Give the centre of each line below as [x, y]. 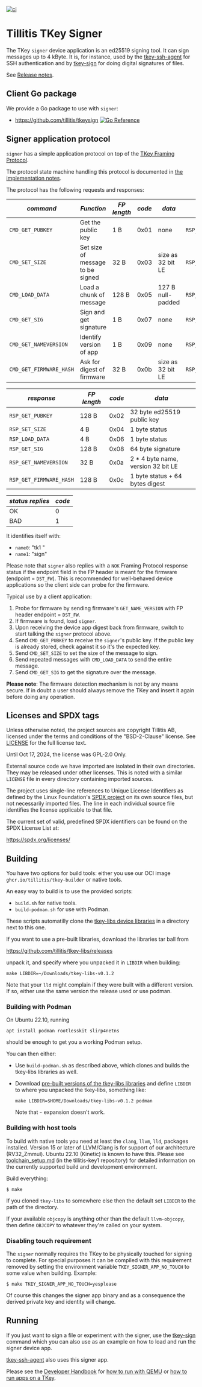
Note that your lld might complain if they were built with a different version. [100, 985]
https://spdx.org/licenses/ [38, 840]
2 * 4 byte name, [154, 458]
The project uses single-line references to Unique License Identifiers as [95, 791]
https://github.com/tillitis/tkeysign [57, 120]
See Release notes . [30, 75]
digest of [92, 369]
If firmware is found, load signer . [56, 621]
